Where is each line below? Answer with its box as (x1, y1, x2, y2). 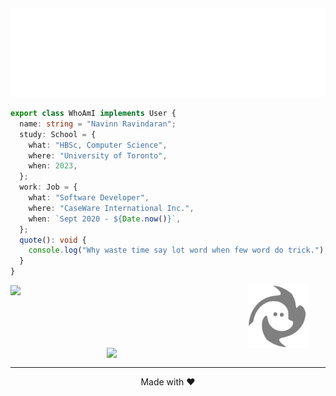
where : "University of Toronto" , (28, 150, 168, 161)
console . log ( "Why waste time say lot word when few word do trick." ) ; (28, 245, 329, 256)
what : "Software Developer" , (28, 193, 150, 203)
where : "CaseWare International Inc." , (28, 203, 195, 213)
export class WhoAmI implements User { (10, 109, 177, 119)
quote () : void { (19, 235, 87, 245)
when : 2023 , (28, 161, 78, 171)
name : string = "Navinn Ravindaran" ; (19, 119, 177, 129)
